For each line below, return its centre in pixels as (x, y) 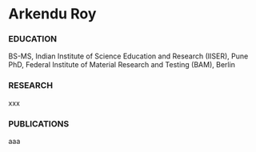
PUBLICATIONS (39, 123)
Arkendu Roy (52, 14)
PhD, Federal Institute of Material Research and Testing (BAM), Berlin (122, 65)
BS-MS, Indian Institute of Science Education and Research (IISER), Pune (128, 56)
